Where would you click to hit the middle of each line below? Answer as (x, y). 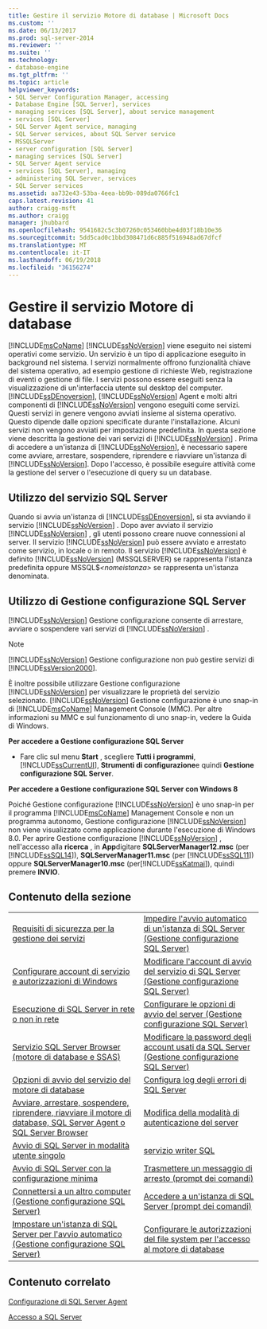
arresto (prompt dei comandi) (199, 1178)
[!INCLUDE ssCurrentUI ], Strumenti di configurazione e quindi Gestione (137, 764)
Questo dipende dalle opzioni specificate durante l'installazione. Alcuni (124, 422)
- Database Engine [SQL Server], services (79, 104)
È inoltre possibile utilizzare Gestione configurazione (94, 683)
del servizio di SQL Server (192, 971)
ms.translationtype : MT (48, 245)
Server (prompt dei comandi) (197, 1206)
